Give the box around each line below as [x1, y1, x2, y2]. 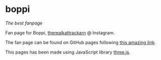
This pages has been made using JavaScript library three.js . [5, 49, 131, 55]
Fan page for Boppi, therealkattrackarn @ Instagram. [5, 29, 115, 35]
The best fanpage [5, 20, 43, 26]
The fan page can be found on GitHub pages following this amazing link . [5, 39, 156, 45]
